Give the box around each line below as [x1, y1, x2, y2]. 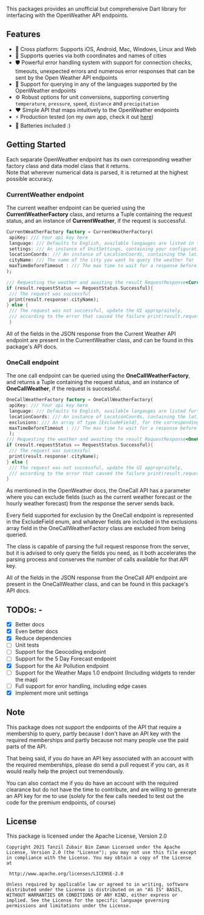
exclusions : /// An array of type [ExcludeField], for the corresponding [8, 419, 200, 426]
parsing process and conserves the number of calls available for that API [6, 556, 189, 563]
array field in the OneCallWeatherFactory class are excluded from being [6, 525, 186, 532]
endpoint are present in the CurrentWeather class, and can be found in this [6, 336, 194, 343]
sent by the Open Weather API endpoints [15, 74, 118, 81]
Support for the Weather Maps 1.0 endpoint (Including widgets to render [15, 669, 195, 676]
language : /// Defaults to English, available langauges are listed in [8, 240, 194, 246]
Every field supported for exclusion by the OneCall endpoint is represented [6, 511, 194, 519]
